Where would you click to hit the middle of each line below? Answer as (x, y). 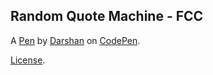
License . (28, 60)
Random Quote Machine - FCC (107, 16)
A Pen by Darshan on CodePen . (75, 40)
